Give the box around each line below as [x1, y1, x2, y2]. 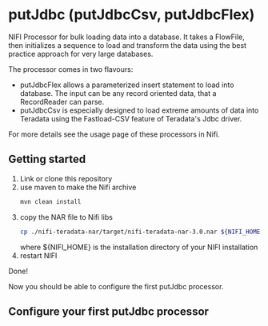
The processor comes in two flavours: [8, 64, 134, 74]
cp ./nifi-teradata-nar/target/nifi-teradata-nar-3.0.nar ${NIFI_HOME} [19, 228, 264, 236]
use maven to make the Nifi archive [19, 182, 137, 192]
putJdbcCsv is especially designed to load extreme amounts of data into [19, 105, 259, 115]
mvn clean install [19, 197, 82, 205]
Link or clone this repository [19, 173, 113, 183]
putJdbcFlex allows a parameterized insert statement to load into [19, 80, 234, 89]
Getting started [8, 153, 86, 166]
